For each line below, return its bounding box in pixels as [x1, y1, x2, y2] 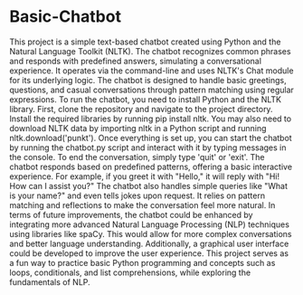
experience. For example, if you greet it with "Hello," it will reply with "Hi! [9, 170, 280, 182]
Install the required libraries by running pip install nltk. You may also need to [9, 113, 292, 124]
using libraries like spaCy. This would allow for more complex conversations [9, 228, 292, 239]
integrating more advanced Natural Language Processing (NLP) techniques [9, 219, 289, 230]
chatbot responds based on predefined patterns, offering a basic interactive [9, 161, 292, 172]
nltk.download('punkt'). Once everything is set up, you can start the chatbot [9, 132, 292, 143]
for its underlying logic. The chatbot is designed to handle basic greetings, [9, 74, 287, 85]
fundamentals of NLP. [9, 276, 90, 287]
